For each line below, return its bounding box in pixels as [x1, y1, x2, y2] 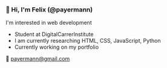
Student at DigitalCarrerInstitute [14, 31, 94, 38]
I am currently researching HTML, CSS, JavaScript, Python [14, 37, 161, 45]
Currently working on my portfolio [14, 43, 99, 51]
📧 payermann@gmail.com [5, 55, 70, 63]
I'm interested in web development [5, 19, 92, 26]
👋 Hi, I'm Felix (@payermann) [5, 5, 93, 14]
